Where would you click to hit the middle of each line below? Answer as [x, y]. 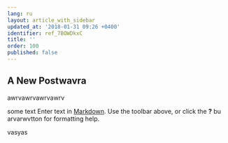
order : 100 [23, 46]
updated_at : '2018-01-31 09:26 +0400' [64, 27]
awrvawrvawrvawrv [36, 98]
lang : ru [20, 14]
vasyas [17, 132]
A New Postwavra [47, 81]
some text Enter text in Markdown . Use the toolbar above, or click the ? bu [114, 111]
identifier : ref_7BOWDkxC [45, 33]
